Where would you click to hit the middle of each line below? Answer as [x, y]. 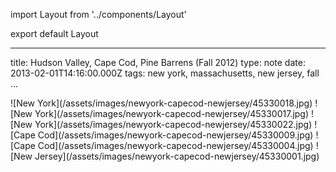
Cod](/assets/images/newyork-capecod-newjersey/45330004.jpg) [175, 145]
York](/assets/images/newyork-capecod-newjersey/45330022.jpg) [173, 124]
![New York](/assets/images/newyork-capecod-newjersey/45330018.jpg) [161, 103]
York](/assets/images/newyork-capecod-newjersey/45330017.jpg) [172, 113]
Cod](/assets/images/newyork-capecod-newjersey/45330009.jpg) [175, 135]
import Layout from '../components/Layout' [98, 14]
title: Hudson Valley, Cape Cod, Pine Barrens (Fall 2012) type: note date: [158, 62]
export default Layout [54, 33]
